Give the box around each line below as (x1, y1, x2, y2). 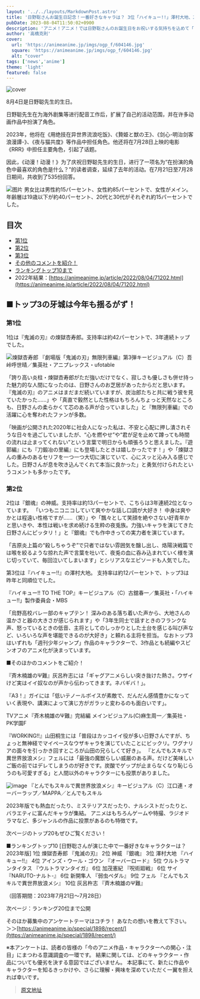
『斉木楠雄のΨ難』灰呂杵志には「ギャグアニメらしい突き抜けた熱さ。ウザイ (6, 672, 193, 679)
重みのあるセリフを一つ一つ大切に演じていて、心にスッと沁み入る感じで (16, 453, 193, 460)
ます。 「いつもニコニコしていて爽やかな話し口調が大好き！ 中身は (16, 507, 180, 514)
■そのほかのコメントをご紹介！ (6, 659, 85, 667)
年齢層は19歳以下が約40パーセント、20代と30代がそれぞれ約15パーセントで (6, 193, 193, 201)
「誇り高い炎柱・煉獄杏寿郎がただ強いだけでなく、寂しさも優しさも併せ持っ (6, 373, 194, 381)
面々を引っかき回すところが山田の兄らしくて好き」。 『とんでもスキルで (16, 747, 192, 754)
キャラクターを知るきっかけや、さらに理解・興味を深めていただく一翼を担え (6, 966, 193, 973)
